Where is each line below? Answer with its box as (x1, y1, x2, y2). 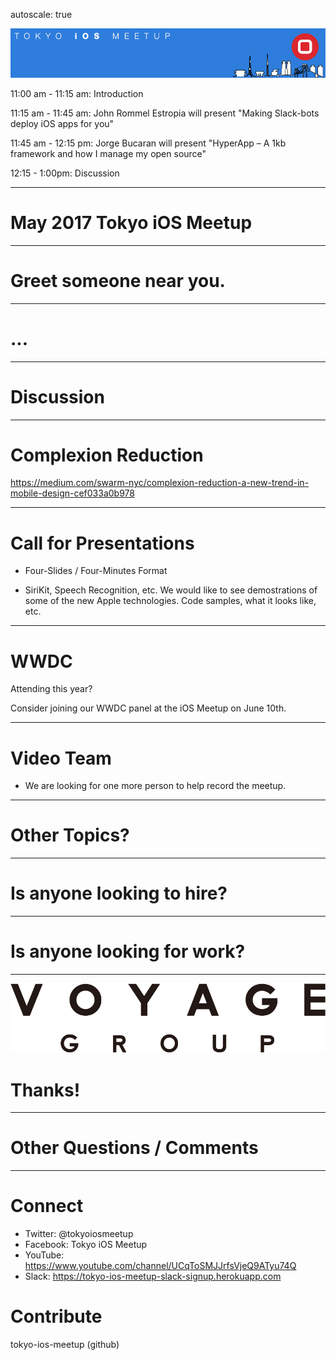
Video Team (10, 747, 112, 769)
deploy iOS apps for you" (10, 117, 115, 129)
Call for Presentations (10, 532, 195, 554)
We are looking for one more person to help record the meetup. (24, 780, 287, 792)
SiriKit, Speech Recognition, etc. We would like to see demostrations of (24, 584, 318, 596)
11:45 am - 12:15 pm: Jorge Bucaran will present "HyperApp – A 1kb (10, 137, 287, 149)
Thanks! (10, 1079, 81, 1101)
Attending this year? (10, 683, 93, 695)
